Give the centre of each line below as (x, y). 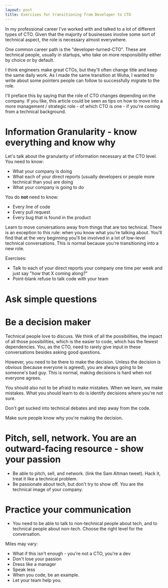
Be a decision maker (48, 322)
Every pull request (31, 212)
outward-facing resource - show (74, 449)
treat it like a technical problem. (45, 478)
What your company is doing (42, 171)
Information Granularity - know (71, 132)
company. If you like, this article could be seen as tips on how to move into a (84, 101)
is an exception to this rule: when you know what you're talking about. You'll (83, 233)
